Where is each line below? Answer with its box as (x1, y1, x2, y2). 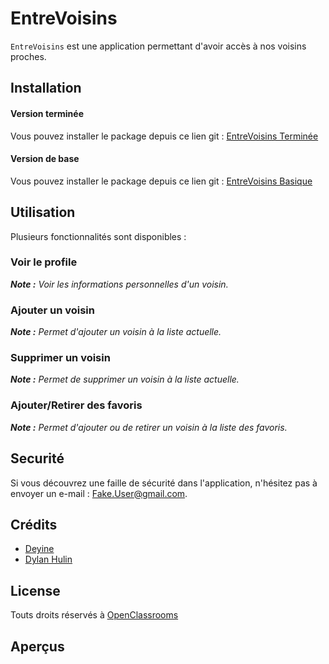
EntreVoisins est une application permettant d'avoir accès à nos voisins (10, 40, 307, 52)
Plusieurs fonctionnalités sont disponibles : (10, 230, 187, 242)
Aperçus (10, 638, 65, 655)
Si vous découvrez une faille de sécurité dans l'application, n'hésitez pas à (10, 477, 318, 489)
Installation (10, 80, 82, 97)
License (10, 582, 61, 599)
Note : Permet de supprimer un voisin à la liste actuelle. (10, 373, 240, 386)
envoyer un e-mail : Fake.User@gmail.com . (10, 487, 188, 499)
